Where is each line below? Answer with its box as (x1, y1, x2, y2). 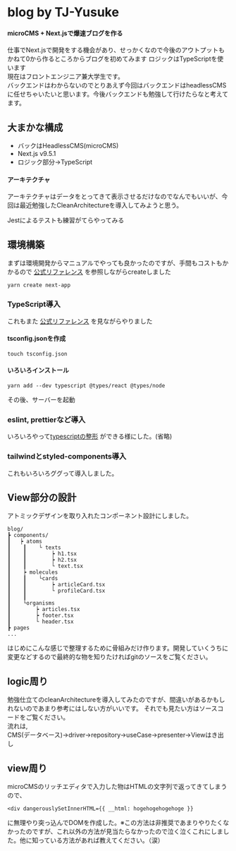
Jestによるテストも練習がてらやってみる (7, 216, 125, 224)
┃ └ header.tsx (7, 618, 74, 625)
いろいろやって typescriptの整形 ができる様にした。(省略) (7, 432, 173, 441)
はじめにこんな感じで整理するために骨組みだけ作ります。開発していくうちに (7, 644, 229, 653)
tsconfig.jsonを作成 (7, 334, 66, 343)
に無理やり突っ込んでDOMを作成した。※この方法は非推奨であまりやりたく (7, 818, 223, 826)
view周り (7, 762, 48, 774)
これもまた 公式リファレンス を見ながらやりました (7, 317, 153, 325)
